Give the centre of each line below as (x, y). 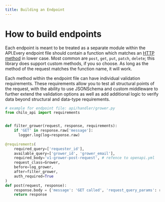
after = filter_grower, (36, 172)
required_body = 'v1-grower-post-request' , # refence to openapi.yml (84, 158)
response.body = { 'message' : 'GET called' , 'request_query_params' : (85, 190)
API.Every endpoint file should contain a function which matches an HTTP (80, 53)
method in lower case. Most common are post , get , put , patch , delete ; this (80, 58)
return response (31, 195)
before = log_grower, (34, 167)
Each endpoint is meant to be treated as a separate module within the (75, 48)
